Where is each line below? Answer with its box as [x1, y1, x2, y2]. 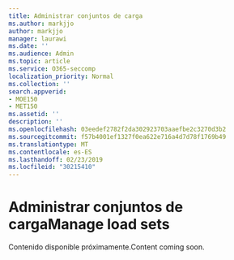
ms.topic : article [8, 58, 70, 66]
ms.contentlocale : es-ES [8, 148, 92, 156]
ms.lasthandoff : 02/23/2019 [8, 155, 104, 163]
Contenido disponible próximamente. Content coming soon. [8, 242, 205, 252]
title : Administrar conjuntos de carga [8, 11, 143, 20]
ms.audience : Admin [8, 50, 74, 58]
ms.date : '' [8, 42, 49, 50]
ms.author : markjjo [8, 19, 74, 28]
